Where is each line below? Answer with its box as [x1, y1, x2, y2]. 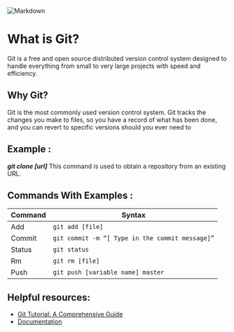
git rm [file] [53, 257, 100, 265]
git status [53, 246, 90, 254]
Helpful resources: [7, 291, 91, 303]
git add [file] [53, 223, 104, 231]
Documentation [17, 317, 62, 326]
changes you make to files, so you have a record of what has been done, [7, 116, 217, 124]
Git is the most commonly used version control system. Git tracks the [7, 108, 207, 116]
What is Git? [7, 32, 80, 47]
